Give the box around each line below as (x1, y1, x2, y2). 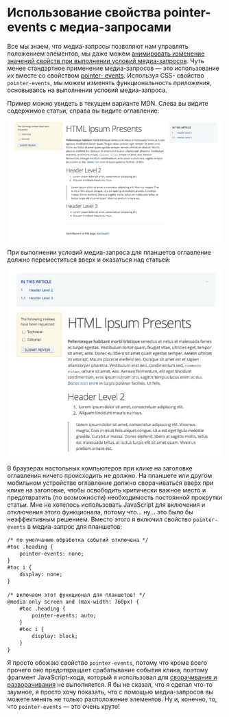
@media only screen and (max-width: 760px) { (7, 598, 139, 605)
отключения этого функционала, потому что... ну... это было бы (7, 508, 193, 516)
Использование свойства (7, 5, 161, 21)
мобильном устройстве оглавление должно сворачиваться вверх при (7, 479, 214, 487)
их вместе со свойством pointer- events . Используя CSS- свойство (7, 71, 204, 80)
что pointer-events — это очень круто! (7, 702, 120, 710)
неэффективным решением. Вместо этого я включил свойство (7, 515, 192, 523)
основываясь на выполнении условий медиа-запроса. (7, 86, 168, 94)
